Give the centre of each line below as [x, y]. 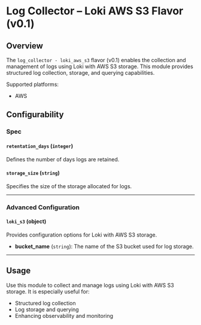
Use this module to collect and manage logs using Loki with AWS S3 [90, 285]
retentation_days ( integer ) [40, 146]
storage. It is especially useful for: [48, 292]
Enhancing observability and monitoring [64, 315]
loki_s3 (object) [26, 222]
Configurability [35, 115]
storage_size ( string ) [33, 173]
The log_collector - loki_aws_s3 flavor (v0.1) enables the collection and [96, 60]
